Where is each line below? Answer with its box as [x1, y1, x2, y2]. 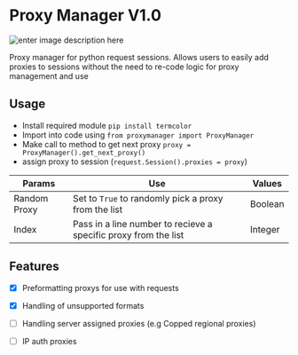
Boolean [249, 197, 285, 209]
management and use [9, 70, 89, 81]
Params [22, 177, 56, 189]
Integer [249, 223, 280, 235]
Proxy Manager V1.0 [9, 5, 162, 26]
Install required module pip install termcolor [21, 120, 192, 130]
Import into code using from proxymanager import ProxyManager [21, 130, 255, 140]
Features [9, 259, 59, 274]
